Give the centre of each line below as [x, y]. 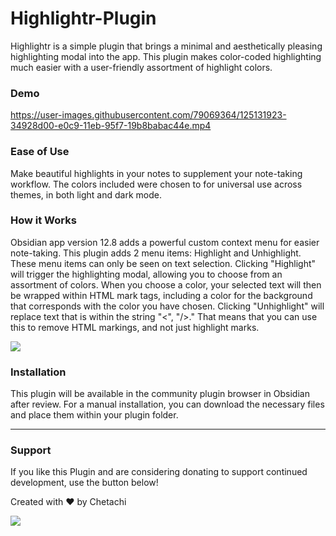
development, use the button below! [84, 483]
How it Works [43, 220]
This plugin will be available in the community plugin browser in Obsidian [160, 394]
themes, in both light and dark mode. [86, 194]
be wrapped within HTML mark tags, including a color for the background [161, 295]
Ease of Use [40, 152]
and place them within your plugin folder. [94, 415]
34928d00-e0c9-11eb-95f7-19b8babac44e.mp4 [111, 126]
